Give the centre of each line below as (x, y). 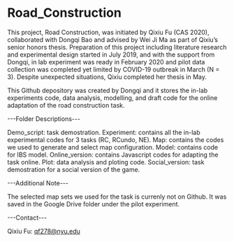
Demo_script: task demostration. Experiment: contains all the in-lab (104, 132)
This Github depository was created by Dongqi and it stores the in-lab (108, 90)
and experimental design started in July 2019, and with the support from (111, 55)
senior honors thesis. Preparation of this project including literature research (117, 47)
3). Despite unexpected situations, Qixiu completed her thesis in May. (107, 77)
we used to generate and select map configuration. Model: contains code (113, 147)
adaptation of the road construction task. (66, 105)
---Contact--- (27, 218)
